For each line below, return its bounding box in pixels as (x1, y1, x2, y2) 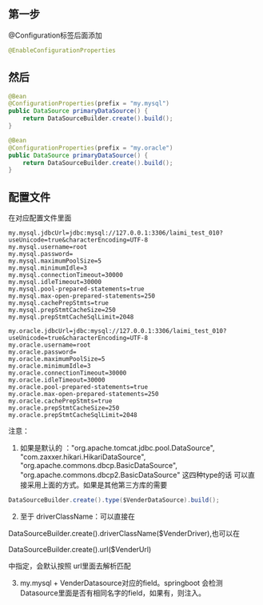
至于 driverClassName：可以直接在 (19, 511, 136, 521)
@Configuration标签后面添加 (8, 30, 102, 40)
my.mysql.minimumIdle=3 (8, 264, 88, 272)
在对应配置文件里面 (8, 213, 72, 222)
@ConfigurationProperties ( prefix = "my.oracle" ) (8, 143, 173, 152)
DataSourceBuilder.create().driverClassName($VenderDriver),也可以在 (8, 528, 241, 538)
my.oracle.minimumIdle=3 (8, 363, 91, 371)
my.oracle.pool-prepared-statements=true (8, 383, 149, 391)
